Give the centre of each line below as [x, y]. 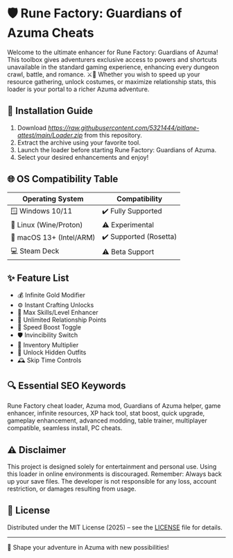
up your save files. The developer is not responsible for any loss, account [112, 481]
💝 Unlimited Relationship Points [62, 320]
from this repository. [113, 135]
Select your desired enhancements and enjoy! [83, 157]
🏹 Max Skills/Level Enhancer [58, 313]
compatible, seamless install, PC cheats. [65, 428]
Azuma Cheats [51, 33]
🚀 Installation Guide [50, 111]
